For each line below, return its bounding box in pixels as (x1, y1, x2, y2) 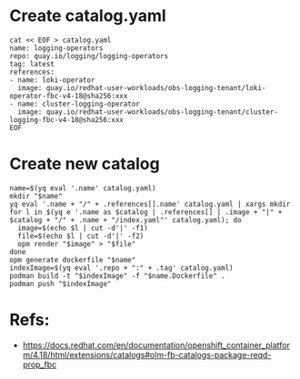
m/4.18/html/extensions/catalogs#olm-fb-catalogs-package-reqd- (22, 349, 272, 360)
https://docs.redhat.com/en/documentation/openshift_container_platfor (22, 339, 291, 351)
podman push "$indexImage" (9, 279, 112, 288)
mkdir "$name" (9, 191, 64, 200)
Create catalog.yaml (9, 5, 166, 26)
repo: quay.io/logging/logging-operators (9, 51, 169, 60)
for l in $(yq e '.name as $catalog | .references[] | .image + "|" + (9, 207, 283, 217)
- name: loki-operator (9, 75, 95, 85)
